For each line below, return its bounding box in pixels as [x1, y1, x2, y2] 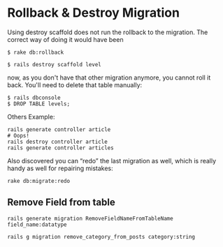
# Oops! [7, 132, 30, 139]
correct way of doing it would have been [7, 35, 124, 43]
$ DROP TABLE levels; [7, 100, 71, 107]
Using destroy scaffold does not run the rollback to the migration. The [7, 28, 208, 36]
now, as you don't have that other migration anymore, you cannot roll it [7, 73, 211, 82]
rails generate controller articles [7, 144, 114, 151]
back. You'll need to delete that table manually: [7, 80, 143, 89]
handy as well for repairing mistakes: [7, 164, 113, 172]
